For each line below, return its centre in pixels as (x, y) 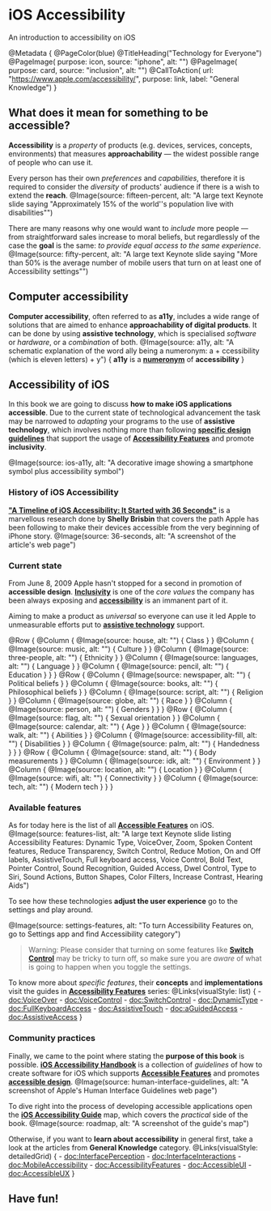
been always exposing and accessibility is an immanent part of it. (118, 600)
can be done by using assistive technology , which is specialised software (133, 333)
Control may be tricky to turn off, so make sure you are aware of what (145, 958)
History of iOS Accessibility (64, 493)
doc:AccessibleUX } (42, 1173)
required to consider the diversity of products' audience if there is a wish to (134, 186)
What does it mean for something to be (108, 113)
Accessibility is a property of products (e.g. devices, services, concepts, (130, 145)
